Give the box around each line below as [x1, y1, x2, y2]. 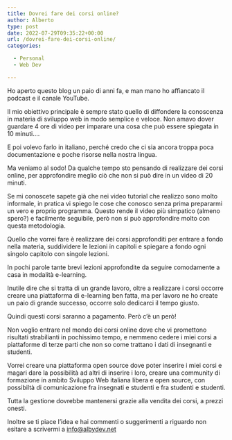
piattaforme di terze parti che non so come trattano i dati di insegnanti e [7, 340, 213, 348]
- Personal [13, 55, 45, 62]
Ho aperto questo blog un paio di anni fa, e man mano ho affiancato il [7, 86, 205, 94]
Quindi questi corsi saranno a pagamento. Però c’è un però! [7, 312, 177, 320]
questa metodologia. [7, 221, 66, 230]
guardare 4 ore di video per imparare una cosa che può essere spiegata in [7, 122, 220, 130]
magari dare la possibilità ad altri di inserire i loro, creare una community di [7, 369, 220, 377]
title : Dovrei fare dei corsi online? [7, 10, 119, 17]
